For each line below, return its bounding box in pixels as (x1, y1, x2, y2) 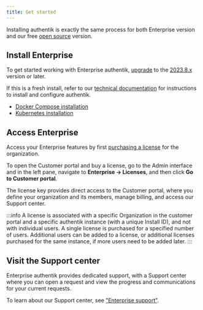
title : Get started (6, 9, 56, 15)
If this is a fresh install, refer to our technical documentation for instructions (6, 85, 197, 92)
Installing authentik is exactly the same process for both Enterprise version (6, 26, 195, 33)
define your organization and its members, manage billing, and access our (6, 194, 194, 201)
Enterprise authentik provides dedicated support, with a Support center (6, 272, 187, 279)
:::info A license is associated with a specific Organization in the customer (6, 212, 193, 219)
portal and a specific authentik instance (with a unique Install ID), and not (6, 218, 191, 225)
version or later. (6, 73, 46, 80)
